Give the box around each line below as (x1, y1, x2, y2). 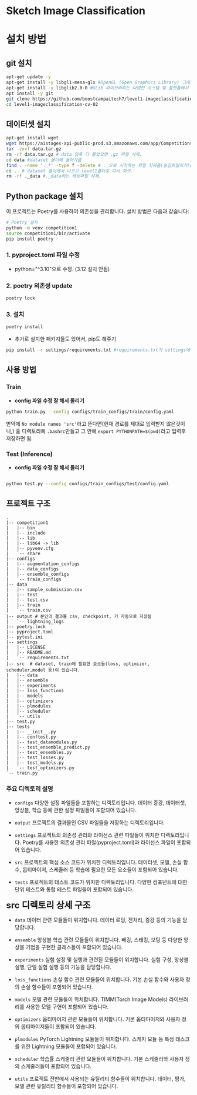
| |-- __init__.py (6, 729, 57, 735)
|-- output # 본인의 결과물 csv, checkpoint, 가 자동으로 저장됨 (6, 613, 152, 619)
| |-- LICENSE (6, 644, 46, 650)
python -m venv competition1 (6, 225, 77, 231)
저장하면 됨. (6, 435, 33, 442)
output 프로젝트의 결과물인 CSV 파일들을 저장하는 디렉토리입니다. (14, 819, 165, 826)
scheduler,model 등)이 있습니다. (6, 667, 80, 673)
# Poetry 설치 (6, 219, 38, 226)
